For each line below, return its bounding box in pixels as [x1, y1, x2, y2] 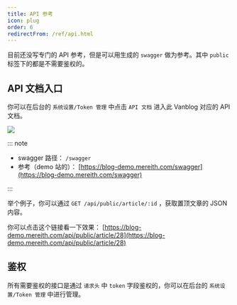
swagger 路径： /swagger [17, 154, 92, 162]
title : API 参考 [7, 10, 53, 18]
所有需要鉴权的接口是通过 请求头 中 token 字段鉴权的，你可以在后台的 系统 [7, 281, 220, 289]
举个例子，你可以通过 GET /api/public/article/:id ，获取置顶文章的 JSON [7, 199, 228, 208]
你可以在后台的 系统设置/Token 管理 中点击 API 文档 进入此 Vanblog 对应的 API [7, 102, 231, 111]
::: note [7, 139, 28, 148]
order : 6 [7, 23, 33, 31]
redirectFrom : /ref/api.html [7, 30, 94, 38]
